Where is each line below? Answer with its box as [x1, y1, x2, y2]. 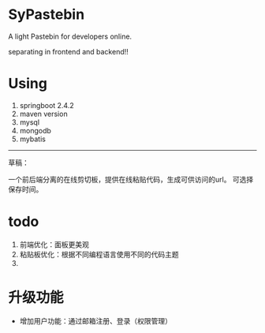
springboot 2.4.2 [19, 100, 75, 110]
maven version [19, 109, 69, 118]
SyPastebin [8, 6, 85, 24]
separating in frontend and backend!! [8, 47, 129, 56]
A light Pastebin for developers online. [8, 32, 132, 41]
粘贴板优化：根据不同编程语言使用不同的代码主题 [19, 249, 179, 259]
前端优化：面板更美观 [19, 239, 89, 249]
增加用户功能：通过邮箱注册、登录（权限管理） [19, 316, 172, 325]
